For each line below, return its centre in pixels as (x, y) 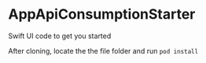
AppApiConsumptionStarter (102, 14)
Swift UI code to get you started (60, 36)
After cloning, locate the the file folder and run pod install (103, 51)
